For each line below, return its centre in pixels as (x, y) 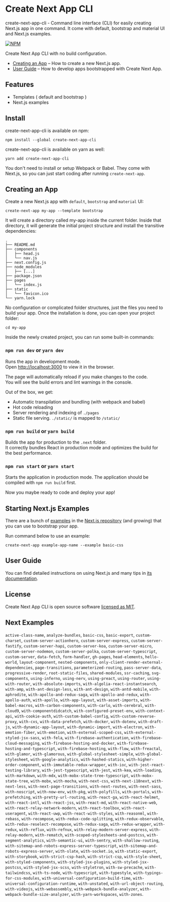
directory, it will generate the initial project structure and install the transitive (85, 226)
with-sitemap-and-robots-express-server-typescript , (62, 845)
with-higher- (140, 759)
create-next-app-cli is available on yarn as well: (55, 149)
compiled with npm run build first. (41, 483)
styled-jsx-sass (22, 738)
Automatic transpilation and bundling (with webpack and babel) (79, 401)
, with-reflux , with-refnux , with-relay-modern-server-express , (82, 829)
